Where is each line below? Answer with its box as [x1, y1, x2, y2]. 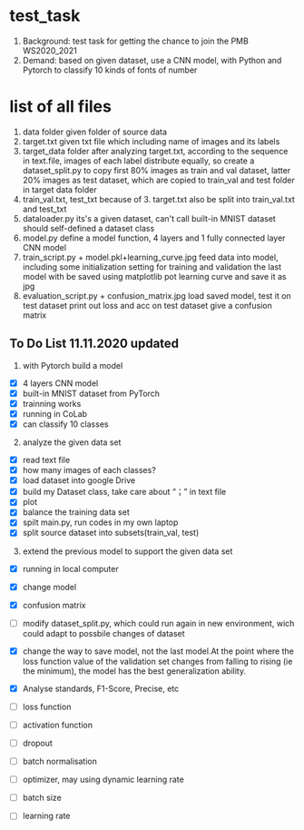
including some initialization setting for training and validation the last [22, 261, 281, 272]
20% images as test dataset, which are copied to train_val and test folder [22, 174, 295, 185]
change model [22, 581, 77, 592]
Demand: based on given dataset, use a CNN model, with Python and [22, 54, 282, 65]
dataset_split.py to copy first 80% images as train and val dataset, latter [22, 164, 291, 175]
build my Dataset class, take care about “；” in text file [22, 487, 227, 498]
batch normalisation [22, 756, 97, 767]
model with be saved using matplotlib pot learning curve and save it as [22, 271, 287, 282]
